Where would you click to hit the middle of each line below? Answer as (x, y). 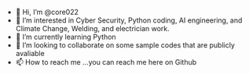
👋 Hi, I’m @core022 (47, 12)
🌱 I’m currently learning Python (66, 37)
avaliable (30, 53)
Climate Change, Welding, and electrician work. (93, 28)
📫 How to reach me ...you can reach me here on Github (106, 62)
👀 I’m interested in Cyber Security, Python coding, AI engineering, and (129, 20)
